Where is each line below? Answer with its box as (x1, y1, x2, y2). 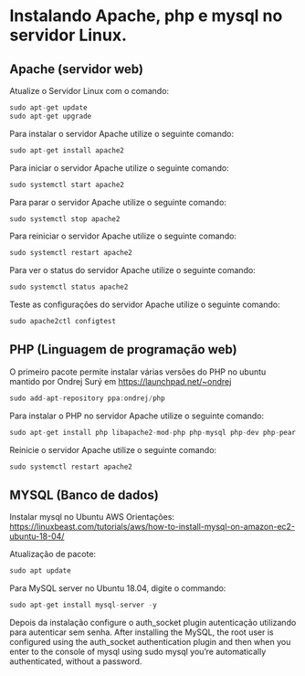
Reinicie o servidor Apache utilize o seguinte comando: (9, 444, 217, 455)
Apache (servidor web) (9, 61, 144, 77)
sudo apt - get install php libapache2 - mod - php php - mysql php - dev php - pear (9, 428, 297, 437)
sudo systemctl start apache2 (9, 180, 125, 189)
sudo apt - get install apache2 (9, 145, 125, 155)
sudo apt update (9, 566, 71, 576)
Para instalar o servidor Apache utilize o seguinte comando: (9, 128, 235, 139)
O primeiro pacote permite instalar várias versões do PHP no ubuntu (9, 366, 267, 377)
